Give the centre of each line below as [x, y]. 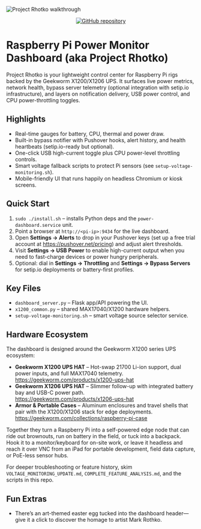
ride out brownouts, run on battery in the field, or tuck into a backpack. [94, 436]
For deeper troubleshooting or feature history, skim [69, 467]
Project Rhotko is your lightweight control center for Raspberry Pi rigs [92, 75]
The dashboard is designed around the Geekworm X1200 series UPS [91, 349]
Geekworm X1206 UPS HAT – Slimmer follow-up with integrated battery [104, 386]
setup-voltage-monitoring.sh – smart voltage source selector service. [102, 315]
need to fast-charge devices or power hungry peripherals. [87, 256]
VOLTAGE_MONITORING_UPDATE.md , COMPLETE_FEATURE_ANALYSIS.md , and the [94, 474]
